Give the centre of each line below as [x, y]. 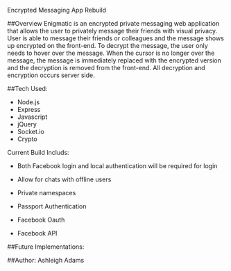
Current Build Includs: [38, 153]
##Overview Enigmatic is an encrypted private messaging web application [113, 23]
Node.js [28, 102]
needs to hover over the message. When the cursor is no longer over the [111, 53]
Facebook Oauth [41, 220]
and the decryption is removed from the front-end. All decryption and [106, 68]
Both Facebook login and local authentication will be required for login [117, 166]
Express [29, 109]
